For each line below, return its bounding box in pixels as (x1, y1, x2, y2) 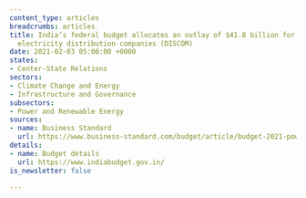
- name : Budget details (9, 149, 100, 158)
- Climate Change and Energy (9, 81, 120, 90)
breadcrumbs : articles (9, 22, 96, 31)
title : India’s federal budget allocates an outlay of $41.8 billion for (9, 30, 296, 39)
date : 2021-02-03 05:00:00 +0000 (9, 47, 137, 57)
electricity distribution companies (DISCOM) (17, 38, 194, 48)
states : (9, 56, 39, 65)
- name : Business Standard (9, 124, 112, 133)
